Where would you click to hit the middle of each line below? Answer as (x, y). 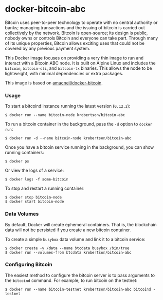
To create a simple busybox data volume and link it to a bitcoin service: (75, 239)
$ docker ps (17, 161)
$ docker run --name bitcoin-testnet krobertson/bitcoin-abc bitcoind (78, 289)
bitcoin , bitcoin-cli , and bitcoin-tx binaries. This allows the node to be (79, 68)
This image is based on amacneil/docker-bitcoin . (54, 83)
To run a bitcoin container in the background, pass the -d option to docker (79, 124)
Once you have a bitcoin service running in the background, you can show (80, 147)
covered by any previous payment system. (48, 48)
